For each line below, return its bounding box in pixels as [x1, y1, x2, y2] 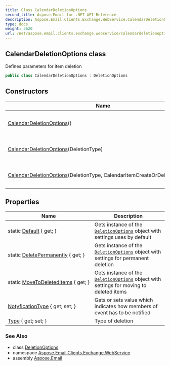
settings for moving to [94, 282, 147, 289]
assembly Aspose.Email [12, 355, 62, 361]
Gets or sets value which [94, 297, 153, 304]
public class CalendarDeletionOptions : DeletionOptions [5, 73, 128, 78]
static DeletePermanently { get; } [8, 251, 85, 259]
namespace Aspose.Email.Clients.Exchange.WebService [12, 349, 131, 355]
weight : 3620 [5, 26, 33, 31]
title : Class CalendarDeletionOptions [5, 7, 87, 13]
